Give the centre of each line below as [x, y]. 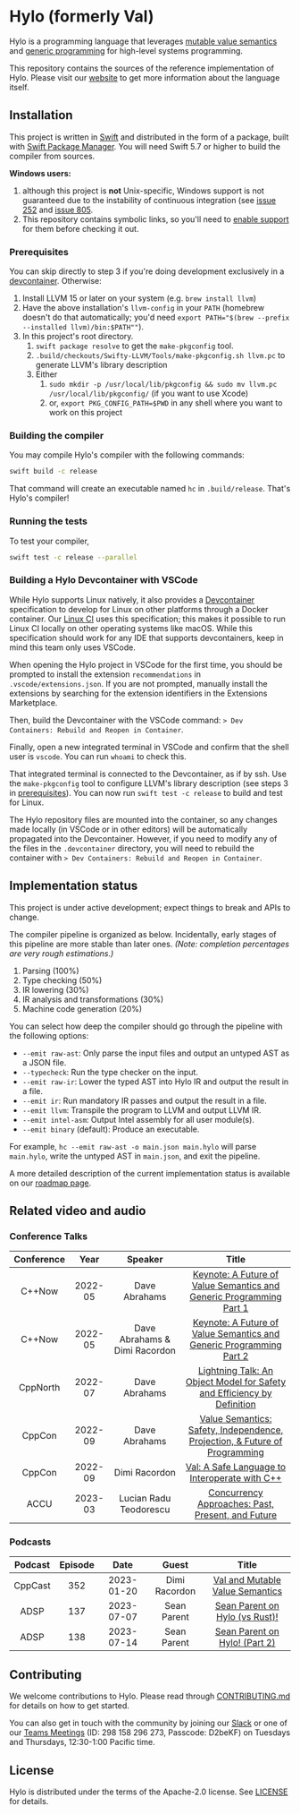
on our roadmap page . [50, 1183]
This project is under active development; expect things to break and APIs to [150, 907]
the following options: [49, 1035]
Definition [236, 1405]
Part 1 [236, 1308]
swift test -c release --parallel [74, 557]
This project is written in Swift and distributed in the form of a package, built [149, 137]
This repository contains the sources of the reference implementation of [142, 68]
